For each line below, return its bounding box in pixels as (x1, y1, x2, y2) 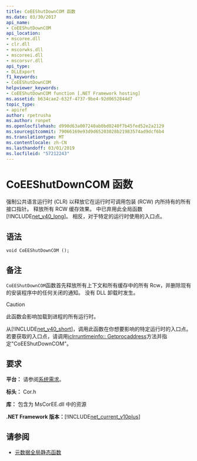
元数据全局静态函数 (14, 449, 62, 456)
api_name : (6, 19, 31, 25)
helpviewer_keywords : (6, 85, 59, 91)
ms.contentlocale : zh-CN (6, 139, 67, 146)
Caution (6, 301, 25, 308)
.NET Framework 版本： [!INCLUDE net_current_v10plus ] (6, 413, 141, 420)
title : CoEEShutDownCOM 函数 (6, 8, 76, 15)
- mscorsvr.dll (6, 58, 44, 63)
